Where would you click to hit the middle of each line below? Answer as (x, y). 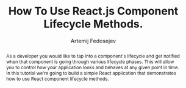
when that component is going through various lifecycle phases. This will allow (90, 62)
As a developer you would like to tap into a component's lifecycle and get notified (93, 56)
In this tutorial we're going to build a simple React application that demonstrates (91, 73)
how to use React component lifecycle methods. (57, 79)
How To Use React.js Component (93, 11)
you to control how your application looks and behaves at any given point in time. (92, 67)
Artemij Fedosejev (93, 41)
